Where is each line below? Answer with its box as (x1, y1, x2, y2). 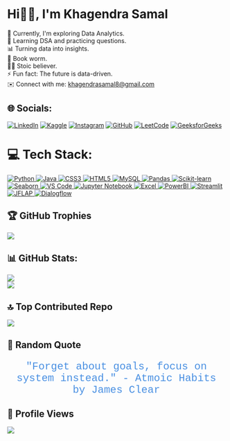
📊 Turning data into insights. (7, 44, 89, 53)
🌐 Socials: (7, 103, 53, 114)
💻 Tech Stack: (7, 146, 93, 162)
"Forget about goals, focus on (26, 360, 207, 373)
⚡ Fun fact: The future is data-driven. (7, 69, 113, 78)
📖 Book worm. (7, 54, 48, 62)
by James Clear (72, 383, 161, 396)
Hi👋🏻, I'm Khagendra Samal (7, 6, 168, 22)
